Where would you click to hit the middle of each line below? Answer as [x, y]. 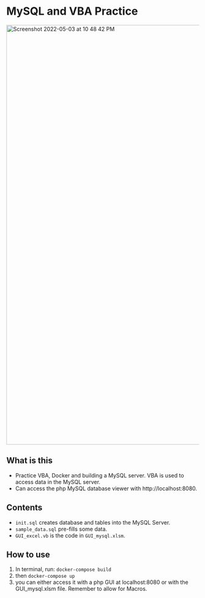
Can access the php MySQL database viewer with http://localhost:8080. [106, 488]
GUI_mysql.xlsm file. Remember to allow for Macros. [81, 589]
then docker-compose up [45, 576]
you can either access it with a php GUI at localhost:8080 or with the [102, 582]
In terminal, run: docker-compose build [63, 569]
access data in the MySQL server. [58, 482]
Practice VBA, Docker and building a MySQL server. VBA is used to [100, 475]
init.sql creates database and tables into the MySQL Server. [93, 522]
